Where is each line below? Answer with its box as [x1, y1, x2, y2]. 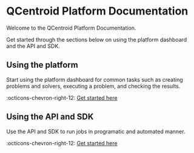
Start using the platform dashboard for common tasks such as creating [6, 76, 183, 83]
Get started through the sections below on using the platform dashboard [6, 36, 187, 43]
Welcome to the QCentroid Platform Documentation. [6, 24, 136, 31]
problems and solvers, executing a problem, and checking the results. [6, 82, 181, 90]
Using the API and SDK [6, 112, 94, 122]
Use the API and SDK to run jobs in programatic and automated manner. [6, 128, 186, 135]
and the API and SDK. [6, 42, 61, 50]
